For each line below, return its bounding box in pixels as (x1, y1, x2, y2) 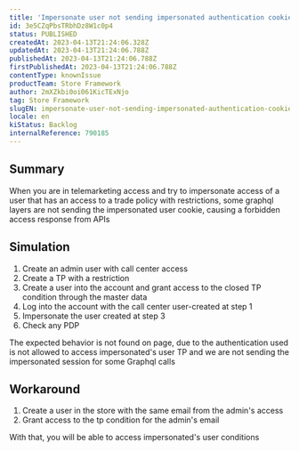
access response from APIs (9, 213, 110, 224)
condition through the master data (21, 291, 148, 302)
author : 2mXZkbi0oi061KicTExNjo (9, 87, 129, 96)
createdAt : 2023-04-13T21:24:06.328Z (9, 37, 149, 47)
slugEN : (9, 104, 38, 113)
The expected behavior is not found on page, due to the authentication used (9, 337, 289, 348)
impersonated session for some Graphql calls (9, 356, 176, 366)
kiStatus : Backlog (9, 121, 77, 130)
